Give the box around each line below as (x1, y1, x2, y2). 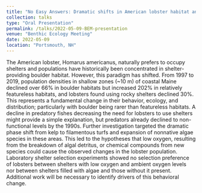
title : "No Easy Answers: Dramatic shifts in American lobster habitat (6, 8, 189, 15)
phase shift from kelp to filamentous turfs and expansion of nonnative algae (6, 128, 194, 135)
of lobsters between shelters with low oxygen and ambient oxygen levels (6, 160, 186, 168)
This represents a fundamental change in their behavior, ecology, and (6, 96, 179, 104)
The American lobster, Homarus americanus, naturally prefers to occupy (6, 58, 185, 66)
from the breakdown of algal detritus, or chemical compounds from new (6, 141, 185, 149)
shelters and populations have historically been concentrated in (6, 65, 164, 72)
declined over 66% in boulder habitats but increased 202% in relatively (6, 84, 183, 91)
